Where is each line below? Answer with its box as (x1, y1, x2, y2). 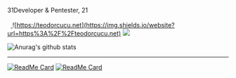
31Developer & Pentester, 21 (7, 6, 88, 14)
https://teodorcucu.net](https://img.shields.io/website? (16, 21, 176, 29)
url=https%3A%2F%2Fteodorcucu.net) (7, 30, 122, 37)
